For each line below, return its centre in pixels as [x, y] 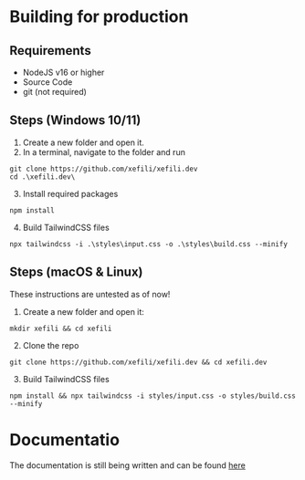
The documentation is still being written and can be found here [128, 465]
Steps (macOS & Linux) [76, 272]
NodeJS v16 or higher [63, 72]
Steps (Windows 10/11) [75, 120]
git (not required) [54, 92]
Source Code [47, 82]
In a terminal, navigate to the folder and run [104, 151]
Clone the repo [51, 345]
